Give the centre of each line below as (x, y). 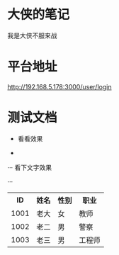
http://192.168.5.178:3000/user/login (59, 86)
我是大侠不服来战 (32, 35)
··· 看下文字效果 (30, 167)
